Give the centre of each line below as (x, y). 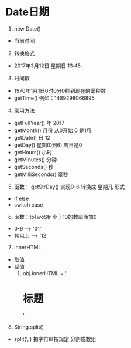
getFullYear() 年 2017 (39, 123)
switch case (28, 205)
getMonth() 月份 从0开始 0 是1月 (53, 130)
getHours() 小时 (33, 152)
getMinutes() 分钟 (35, 160)
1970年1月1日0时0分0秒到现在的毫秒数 (60, 90)
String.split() (29, 327)
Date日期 (27, 12)
